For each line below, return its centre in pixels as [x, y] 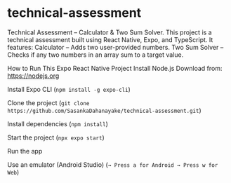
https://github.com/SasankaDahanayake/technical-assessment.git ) [104, 110]
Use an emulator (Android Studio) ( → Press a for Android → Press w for [113, 164]
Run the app [25, 151]
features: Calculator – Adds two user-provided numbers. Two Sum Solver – [115, 47]
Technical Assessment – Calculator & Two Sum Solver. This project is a [110, 32]
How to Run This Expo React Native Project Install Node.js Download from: [115, 68]
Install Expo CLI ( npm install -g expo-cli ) [69, 89]
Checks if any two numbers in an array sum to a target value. [95, 55]
